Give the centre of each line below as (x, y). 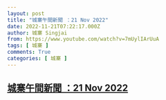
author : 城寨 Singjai (37, 33)
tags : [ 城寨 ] (28, 46)
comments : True (29, 52)
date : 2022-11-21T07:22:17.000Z (54, 26)
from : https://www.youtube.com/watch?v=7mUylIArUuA (83, 39)
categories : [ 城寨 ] (37, 59)
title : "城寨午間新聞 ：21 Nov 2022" (58, 20)
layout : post (26, 13)
